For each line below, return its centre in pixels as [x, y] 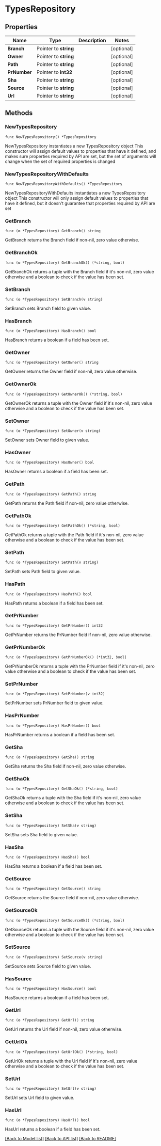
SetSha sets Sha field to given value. [42, 834]
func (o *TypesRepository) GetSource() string [53, 889]
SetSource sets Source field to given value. [48, 966]
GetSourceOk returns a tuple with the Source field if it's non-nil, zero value [80, 929]
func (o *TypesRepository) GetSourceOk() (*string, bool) [65, 920]
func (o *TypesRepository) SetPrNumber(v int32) [55, 694]
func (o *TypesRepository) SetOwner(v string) [53, 431]
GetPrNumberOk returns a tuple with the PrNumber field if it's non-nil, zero [80, 666]
